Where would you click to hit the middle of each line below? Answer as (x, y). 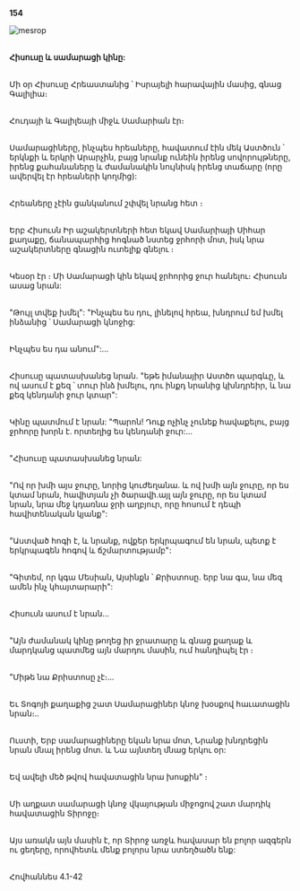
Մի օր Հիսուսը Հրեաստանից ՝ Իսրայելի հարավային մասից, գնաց (146, 84)
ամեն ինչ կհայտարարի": (61, 586)
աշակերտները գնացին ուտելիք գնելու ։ (92, 249)
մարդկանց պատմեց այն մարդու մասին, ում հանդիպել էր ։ (131, 650)
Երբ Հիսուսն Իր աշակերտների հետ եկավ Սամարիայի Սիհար (137, 230)
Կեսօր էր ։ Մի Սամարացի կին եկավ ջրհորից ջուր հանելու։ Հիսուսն (148, 276)
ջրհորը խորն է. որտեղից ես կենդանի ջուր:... (101, 431)
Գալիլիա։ (28, 94)
